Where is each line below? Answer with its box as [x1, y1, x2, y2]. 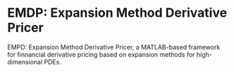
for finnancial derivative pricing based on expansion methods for [7, 50, 195, 59]
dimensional [7, 57, 43, 66]
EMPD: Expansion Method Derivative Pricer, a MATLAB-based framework [7, 43, 221, 51]
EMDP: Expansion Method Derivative [7, 5, 228, 21]
